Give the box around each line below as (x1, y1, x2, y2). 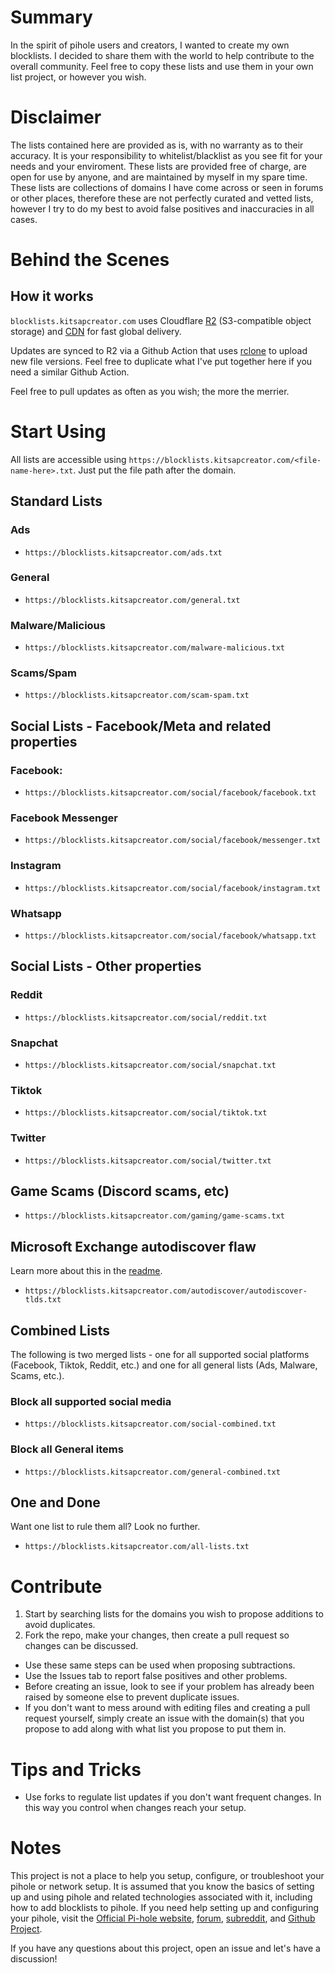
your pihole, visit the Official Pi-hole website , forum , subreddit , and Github (10, 1912, 316, 1925)
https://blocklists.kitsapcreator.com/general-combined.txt (24, 1467, 281, 1477)
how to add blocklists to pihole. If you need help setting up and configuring (10, 1902, 320, 1914)
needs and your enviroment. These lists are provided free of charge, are (10, 160, 307, 172)
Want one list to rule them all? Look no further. (10, 1521, 201, 1533)
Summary (10, 6, 93, 29)
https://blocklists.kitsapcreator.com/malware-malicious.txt (24, 643, 286, 653)
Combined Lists (10, 1322, 110, 1339)
